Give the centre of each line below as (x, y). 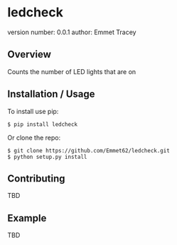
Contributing (36, 178)
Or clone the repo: (34, 137)
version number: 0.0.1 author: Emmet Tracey (72, 32)
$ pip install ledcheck (43, 124)
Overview (29, 54)
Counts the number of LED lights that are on (72, 71)
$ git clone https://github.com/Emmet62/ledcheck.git (89, 150)
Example (27, 218)
